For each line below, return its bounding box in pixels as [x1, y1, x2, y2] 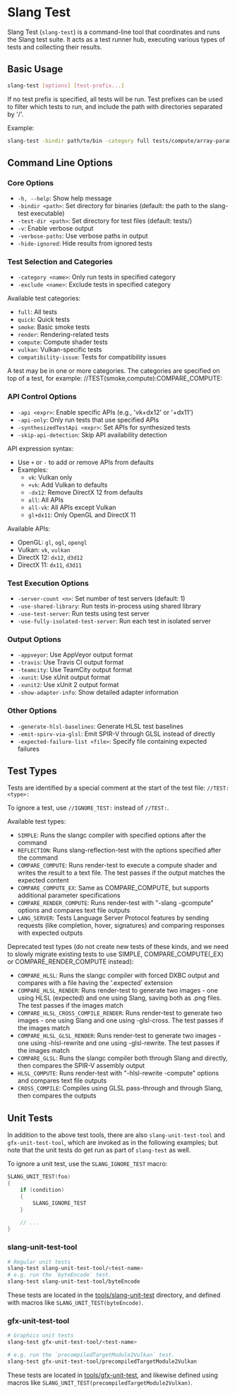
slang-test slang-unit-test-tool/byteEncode [7, 1278, 140, 1285]
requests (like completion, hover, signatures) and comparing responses [17, 921, 225, 930]
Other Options [7, 705, 57, 715]
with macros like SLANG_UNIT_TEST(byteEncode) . [7, 1298, 144, 1307]
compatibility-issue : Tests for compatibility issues [17, 353, 167, 362]
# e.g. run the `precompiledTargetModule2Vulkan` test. [7, 1352, 175, 1359]
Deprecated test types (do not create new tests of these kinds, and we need [7, 943, 229, 951]
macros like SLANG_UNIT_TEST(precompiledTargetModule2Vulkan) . [7, 1378, 193, 1387]
